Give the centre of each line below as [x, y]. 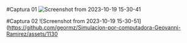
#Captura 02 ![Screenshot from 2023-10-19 [61, 21]
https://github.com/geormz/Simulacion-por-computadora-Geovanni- [94, 28]
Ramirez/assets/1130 [32, 34]
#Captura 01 [22, 9]
